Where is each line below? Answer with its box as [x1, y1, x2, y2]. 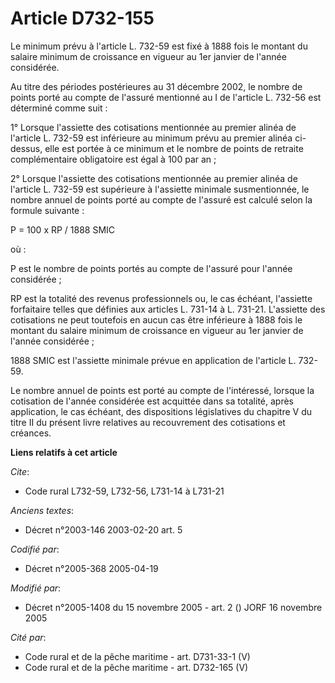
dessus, [10, 142, 43, 154]
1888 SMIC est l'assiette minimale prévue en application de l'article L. [10, 354, 297, 366]
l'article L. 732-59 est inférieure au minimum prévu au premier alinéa [10, 132, 293, 144]
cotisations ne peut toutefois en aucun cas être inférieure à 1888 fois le [10, 313, 303, 326]
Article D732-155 [10, 7, 155, 30]
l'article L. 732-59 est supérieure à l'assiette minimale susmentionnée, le [10, 183, 310, 195]
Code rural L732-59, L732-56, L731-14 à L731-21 [24, 485, 225, 497]
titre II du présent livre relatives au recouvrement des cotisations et [10, 416, 286, 428]
